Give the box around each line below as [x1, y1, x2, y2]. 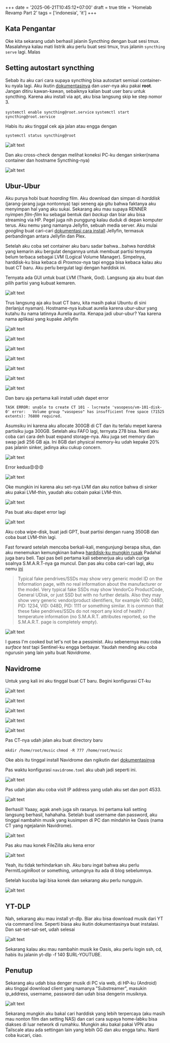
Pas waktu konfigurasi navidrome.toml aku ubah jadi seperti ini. [5, 767, 137, 773]
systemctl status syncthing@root [5, 133, 76, 138]
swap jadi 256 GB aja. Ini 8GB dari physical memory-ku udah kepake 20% [5, 439, 160, 445]
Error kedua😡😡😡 [5, 464, 44, 471]
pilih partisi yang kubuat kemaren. [5, 280, 76, 286]
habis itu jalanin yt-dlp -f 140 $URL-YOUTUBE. [5, 952, 103, 958]
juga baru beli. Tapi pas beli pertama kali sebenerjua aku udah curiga [5, 555, 150, 561]
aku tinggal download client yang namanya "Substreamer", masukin [5, 985, 147, 991]
